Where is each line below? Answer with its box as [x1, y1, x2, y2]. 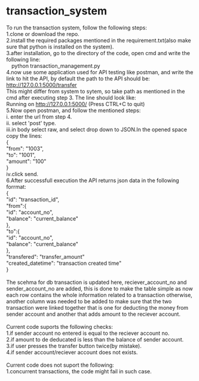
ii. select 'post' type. [6, 119, 57, 126]
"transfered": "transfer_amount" [6, 253, 85, 260]
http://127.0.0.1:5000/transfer [6, 81, 77, 88]
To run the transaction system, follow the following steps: [6, 24, 148, 31]
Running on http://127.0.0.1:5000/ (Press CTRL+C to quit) [6, 100, 145, 107]
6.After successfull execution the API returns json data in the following [6, 177, 179, 184]
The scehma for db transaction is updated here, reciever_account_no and [6, 279, 187, 286]
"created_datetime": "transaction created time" [6, 259, 122, 267]
